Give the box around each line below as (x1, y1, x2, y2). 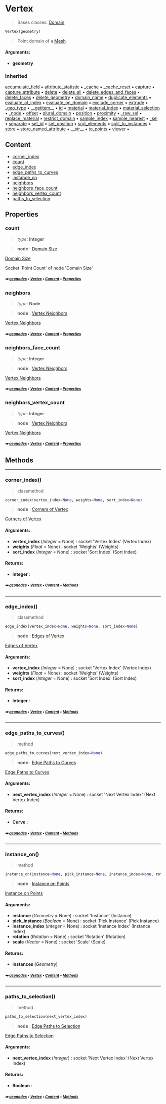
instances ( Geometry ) (12, 961, 58, 967)
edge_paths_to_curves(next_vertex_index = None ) (5, 750, 103, 756)
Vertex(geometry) (5, 29, 41, 34)
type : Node (17, 301, 41, 307)
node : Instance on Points (17, 881, 70, 887)
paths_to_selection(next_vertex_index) (5, 1014, 87, 1019)
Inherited (5, 72, 28, 79)
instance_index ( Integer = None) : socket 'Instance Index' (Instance (12, 923, 151, 929)
